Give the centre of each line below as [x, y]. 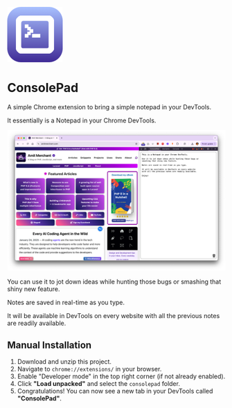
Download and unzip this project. [64, 362]
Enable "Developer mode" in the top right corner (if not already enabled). [121, 376]
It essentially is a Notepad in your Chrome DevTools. [82, 120]
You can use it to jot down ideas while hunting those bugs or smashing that [114, 282]
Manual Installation [50, 345]
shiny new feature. [34, 289]
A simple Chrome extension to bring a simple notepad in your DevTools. [109, 106]
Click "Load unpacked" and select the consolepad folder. [98, 384]
